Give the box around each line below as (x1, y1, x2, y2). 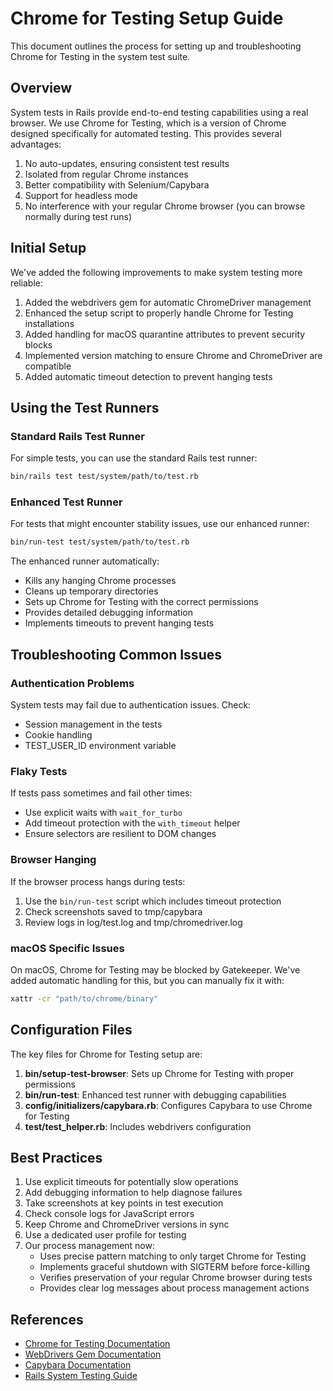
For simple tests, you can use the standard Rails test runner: (10, 452, 258, 464)
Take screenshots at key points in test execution (24, 1197, 224, 1209)
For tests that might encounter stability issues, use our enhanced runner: (10, 518, 310, 530)
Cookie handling (24, 728, 93, 741)
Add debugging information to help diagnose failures (24, 1187, 243, 1199)
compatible (24, 360, 72, 372)
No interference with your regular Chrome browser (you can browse (24, 200, 306, 212)
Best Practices (10, 1149, 103, 1166)
